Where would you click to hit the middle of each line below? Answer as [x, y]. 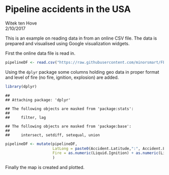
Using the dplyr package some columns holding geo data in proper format [82, 72]
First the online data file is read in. [40, 53]
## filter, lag [26, 117]
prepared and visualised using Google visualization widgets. [67, 43]
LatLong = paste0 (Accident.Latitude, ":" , [97, 148]
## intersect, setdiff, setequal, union [53, 135]
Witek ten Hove [21, 23]
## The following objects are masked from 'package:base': [68, 126]
